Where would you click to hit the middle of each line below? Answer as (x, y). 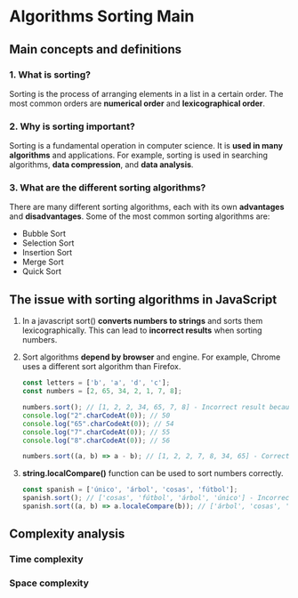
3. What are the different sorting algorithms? (108, 188)
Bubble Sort (44, 234)
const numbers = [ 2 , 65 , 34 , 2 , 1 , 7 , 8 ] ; (102, 392)
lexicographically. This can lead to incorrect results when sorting (142, 330)
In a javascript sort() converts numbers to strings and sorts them (142, 321)
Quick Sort (42, 271)
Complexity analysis (67, 534)
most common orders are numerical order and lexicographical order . (137, 103)
